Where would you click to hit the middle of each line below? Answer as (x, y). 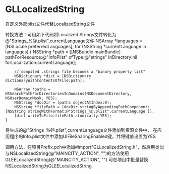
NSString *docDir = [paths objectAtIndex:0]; (63, 102)
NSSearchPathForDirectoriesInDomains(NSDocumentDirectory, (69, 94)
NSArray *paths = (33, 89)
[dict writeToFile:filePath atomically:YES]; (63, 116)
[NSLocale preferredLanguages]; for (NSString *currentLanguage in (76, 46)
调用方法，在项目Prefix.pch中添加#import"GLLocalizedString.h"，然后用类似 (85, 147)
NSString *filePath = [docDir (46, 107)
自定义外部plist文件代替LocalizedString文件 (50, 24)
